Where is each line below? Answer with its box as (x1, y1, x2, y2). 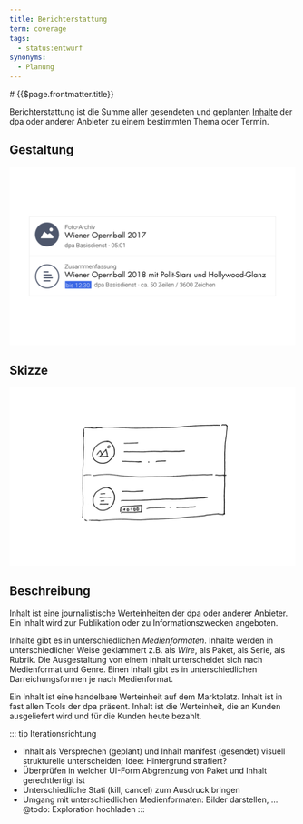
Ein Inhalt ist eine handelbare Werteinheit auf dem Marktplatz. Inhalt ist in (9, 691, 283, 702)
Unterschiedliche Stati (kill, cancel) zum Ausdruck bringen (22, 784, 240, 795)
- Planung (17, 63, 54, 72)
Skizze (9, 363, 48, 378)
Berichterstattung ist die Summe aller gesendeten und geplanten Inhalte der (9, 106, 293, 117)
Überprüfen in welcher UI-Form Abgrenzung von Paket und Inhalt (22, 765, 268, 776)
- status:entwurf (17, 44, 83, 53)
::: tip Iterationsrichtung (9, 728, 97, 739)
